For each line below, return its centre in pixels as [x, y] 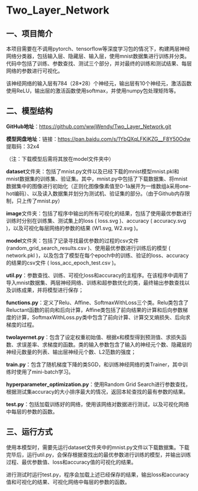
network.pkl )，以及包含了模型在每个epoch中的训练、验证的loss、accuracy [98, 255]
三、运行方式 [29, 432]
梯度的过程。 [22, 324]
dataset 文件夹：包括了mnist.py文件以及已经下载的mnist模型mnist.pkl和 [93, 171]
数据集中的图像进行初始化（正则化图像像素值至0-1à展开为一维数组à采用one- [99, 186]
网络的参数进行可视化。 [34, 71]
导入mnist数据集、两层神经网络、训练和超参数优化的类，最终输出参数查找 [95, 282]
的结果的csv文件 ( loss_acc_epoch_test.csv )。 [63, 262]
